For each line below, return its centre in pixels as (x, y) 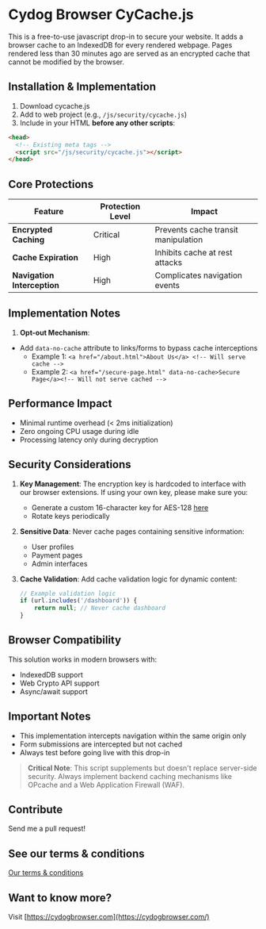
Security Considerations (70, 464)
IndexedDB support (51, 674)
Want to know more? (60, 898)
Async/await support (54, 691)
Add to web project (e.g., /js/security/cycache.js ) (103, 114)
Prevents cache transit (197, 230)
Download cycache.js (55, 106)
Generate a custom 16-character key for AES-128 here (120, 507)
